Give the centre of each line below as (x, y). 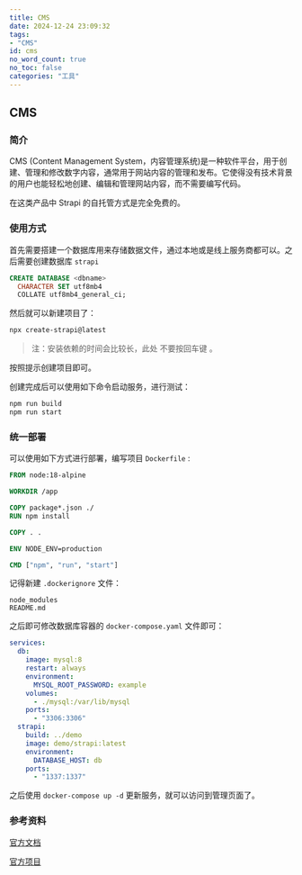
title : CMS (30, 18)
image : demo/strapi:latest (76, 744)
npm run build (36, 404)
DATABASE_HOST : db (67, 760)
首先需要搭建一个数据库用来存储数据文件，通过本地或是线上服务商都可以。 (147, 249)
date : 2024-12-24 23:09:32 (60, 26)
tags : (19, 34)
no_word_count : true (48, 59)
